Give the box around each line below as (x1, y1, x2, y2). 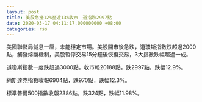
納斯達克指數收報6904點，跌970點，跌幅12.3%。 (6, 76, 131, 84)
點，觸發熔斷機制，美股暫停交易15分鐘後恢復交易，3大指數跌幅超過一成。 (6, 51, 192, 58)
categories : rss (6, 25, 48, 32)
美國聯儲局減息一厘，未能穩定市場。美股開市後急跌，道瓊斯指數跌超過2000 (6, 43, 197, 50)
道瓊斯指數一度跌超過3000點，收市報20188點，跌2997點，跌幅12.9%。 (6, 64, 187, 71)
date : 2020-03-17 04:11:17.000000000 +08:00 (6, 20, 121, 26)
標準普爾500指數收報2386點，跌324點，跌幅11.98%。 (6, 89, 143, 97)
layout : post (6, 8, 40, 15)
